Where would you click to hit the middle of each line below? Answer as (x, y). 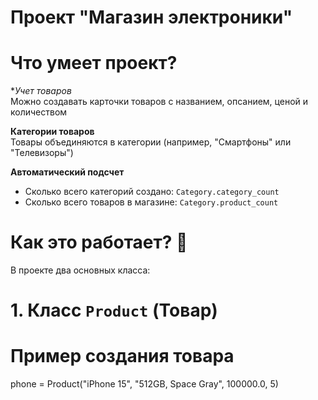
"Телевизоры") (42, 153)
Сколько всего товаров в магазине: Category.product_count (151, 202)
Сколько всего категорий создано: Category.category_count (152, 192)
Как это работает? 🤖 (99, 242)
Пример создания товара (122, 356)
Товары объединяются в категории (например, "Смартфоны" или (151, 142)
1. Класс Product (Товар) (114, 310)
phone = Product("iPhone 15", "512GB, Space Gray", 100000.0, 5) (144, 384)
